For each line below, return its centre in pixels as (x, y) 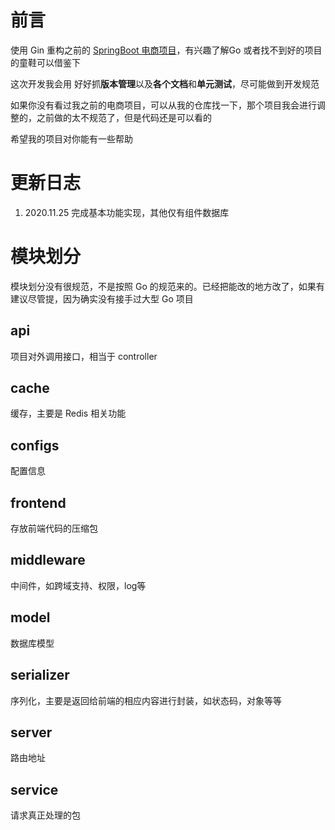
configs (35, 445)
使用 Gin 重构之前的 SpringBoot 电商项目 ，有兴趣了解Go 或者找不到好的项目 (166, 50)
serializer (40, 675)
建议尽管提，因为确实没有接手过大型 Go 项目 (102, 298)
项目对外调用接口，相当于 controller (84, 356)
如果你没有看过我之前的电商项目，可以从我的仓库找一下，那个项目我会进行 (163, 105)
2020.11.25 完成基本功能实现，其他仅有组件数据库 (127, 212)
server (31, 732)
